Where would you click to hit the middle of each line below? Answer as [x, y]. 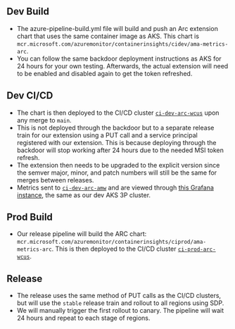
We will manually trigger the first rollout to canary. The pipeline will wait [120, 311]
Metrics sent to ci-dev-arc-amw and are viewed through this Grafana [115, 187]
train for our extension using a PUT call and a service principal [107, 135]
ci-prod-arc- [197, 249]
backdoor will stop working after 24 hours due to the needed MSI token [120, 150]
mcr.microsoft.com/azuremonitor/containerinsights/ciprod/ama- [112, 242]
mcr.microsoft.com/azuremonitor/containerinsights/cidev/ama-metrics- [122, 44]
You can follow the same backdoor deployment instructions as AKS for [119, 58]
